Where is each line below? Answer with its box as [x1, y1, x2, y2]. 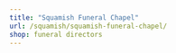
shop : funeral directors [9, 30, 103, 39]
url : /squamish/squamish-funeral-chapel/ [9, 22, 168, 31]
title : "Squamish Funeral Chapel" [9, 13, 140, 22]
